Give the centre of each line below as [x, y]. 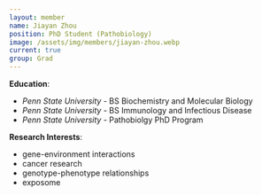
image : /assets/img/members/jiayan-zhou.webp [94, 42]
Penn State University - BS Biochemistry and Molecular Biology [138, 101]
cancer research [52, 164]
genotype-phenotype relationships [85, 173]
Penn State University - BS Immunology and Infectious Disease [137, 110]
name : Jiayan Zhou [43, 26]
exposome [41, 182]
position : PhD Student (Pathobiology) [81, 34]
